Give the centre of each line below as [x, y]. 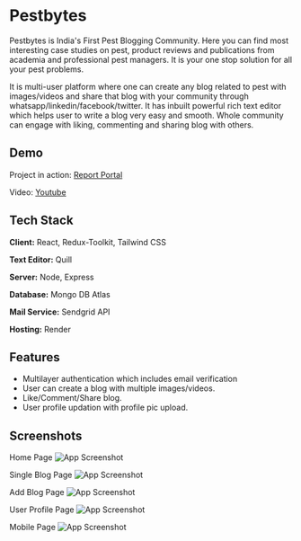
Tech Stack [41, 221]
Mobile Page [33, 528]
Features [35, 357]
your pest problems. [46, 69]
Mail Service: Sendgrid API [60, 312]
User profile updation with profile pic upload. [105, 408]
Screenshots [46, 435]
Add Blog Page [37, 492]
